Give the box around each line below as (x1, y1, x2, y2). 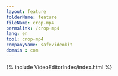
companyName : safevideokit (6, 42, 73, 48)
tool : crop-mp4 (6, 36, 44, 42)
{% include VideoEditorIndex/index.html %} (6, 64, 113, 71)
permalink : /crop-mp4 (6, 25, 60, 31)
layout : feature (6, 8, 46, 15)
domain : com (6, 47, 39, 53)
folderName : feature (6, 14, 58, 20)
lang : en (6, 31, 28, 37)
